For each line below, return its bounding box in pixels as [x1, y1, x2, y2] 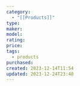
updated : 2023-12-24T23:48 [6, 71, 74, 77]
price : [6, 43, 23, 49]
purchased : [6, 59, 34, 65]
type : [6, 20, 20, 26]
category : [6, 8, 31, 15]
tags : [6, 48, 20, 55]
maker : [6, 25, 23, 32]
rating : [6, 37, 26, 43]
